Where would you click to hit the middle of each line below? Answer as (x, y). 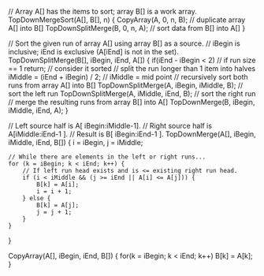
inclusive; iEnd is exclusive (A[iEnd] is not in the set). (93, 52)
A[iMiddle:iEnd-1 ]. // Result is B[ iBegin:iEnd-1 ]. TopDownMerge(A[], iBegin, (132, 134)
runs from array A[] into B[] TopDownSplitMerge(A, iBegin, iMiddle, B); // (126, 85)
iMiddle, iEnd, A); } (38, 110)
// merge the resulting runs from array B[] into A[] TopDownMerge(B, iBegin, (132, 102)
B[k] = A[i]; (58, 185)
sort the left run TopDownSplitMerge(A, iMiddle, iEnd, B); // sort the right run (132, 93)
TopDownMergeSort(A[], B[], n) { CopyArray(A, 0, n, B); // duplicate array (127, 20)
